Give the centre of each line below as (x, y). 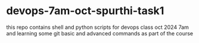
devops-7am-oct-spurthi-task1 (85, 11)
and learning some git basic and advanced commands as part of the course (100, 33)
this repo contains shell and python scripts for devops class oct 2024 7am (98, 27)
